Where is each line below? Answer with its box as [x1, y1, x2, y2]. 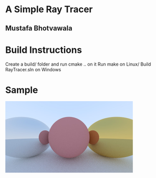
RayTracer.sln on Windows [5, 66, 61, 72]
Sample [5, 84, 38, 96]
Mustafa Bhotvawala [5, 24, 72, 33]
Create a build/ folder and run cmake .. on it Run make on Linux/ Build [5, 61, 151, 67]
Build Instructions [5, 44, 83, 55]
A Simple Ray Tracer [5, 4, 93, 15]
